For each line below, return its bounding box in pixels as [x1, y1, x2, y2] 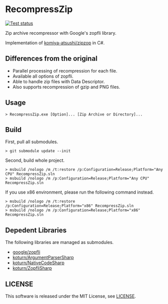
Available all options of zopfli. [12, 73, 74, 79]
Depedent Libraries [5, 226, 67, 234]
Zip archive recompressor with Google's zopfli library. [5, 30, 117, 36]
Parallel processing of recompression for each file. [12, 68, 117, 74]
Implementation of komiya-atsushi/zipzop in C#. [5, 39, 105, 46]
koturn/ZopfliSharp [12, 265, 52, 271]
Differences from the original [5, 54, 98, 63]
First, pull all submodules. [5, 139, 58, 145]
